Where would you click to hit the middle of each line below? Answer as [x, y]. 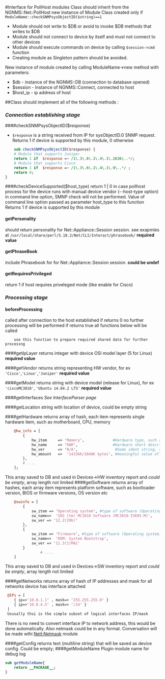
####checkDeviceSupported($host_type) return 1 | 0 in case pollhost [75, 187]
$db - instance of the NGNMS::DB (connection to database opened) [81, 82]
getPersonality [21, 219]
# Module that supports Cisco [45, 163]
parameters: [17, 73]
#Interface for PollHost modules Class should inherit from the [67, 7]
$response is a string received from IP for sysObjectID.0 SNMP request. [84, 135]
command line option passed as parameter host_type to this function [75, 202]
